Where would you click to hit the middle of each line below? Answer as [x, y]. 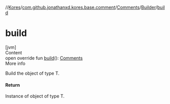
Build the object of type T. [32, 73]
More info [15, 63]
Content [14, 52]
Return [13, 85]
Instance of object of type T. [35, 96]
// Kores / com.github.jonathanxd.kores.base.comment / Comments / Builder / [81, 7]
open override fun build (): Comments [44, 58]
